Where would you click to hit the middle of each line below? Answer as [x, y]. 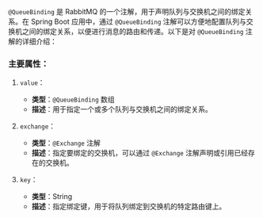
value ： [32, 82]
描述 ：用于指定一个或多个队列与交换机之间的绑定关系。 [122, 109]
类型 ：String [52, 197]
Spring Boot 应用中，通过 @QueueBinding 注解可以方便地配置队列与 [139, 21]
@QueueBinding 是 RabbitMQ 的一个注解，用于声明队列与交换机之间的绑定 [127, 11]
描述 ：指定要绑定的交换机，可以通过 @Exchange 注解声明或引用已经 [139, 153]
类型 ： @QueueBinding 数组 [73, 99]
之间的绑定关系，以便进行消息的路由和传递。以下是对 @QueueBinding [133, 31]
